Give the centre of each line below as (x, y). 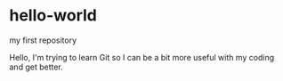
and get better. (36, 67)
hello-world (53, 16)
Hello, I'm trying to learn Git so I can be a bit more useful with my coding (142, 57)
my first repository (43, 40)
